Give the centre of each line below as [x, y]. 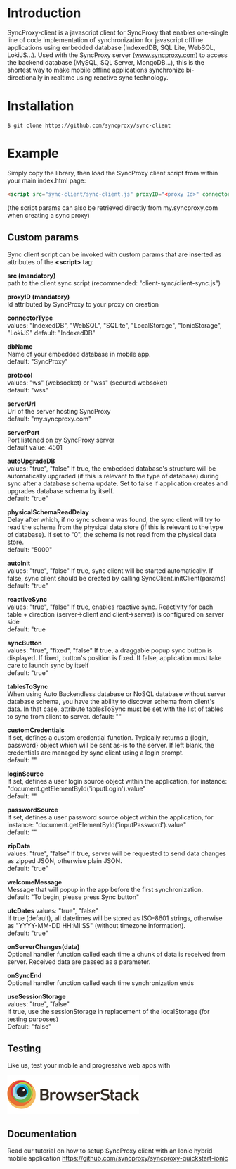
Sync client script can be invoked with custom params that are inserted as [114, 254]
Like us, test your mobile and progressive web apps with [89, 1065]
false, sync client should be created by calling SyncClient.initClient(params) [117, 578]
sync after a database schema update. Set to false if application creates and [118, 483]
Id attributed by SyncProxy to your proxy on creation [83, 304]
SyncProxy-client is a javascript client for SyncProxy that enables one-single [118, 32]
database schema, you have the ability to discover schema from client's [111, 701]
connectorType [30, 318]
